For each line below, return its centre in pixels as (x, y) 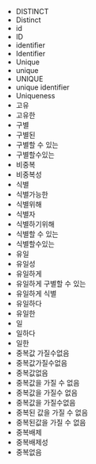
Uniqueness (35, 96)
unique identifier (42, 87)
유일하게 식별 (36, 293)
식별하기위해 (35, 224)
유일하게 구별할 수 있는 (51, 284)
